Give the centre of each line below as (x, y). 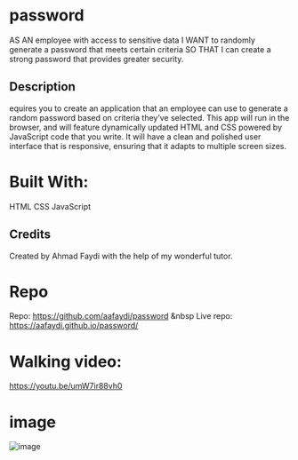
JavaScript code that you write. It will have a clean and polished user (135, 136)
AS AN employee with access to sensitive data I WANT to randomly (133, 40)
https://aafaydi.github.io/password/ (74, 326)
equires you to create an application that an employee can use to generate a (149, 108)
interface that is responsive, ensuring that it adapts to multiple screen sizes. (148, 146)
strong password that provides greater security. (97, 59)
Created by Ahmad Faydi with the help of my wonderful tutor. (121, 256)
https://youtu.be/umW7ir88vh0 (66, 386)
